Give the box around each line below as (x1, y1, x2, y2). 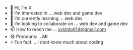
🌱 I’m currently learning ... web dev (10, 15, 83, 21)
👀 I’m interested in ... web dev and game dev (10, 10, 102, 16)
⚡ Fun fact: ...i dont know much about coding (10, 39, 103, 45)
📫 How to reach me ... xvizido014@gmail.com (10, 26, 106, 32)
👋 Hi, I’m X (10, 5, 32, 10)
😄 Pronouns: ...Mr (10, 33, 48, 39)
